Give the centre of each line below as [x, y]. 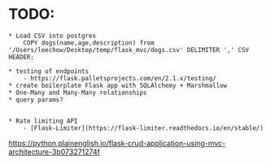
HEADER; [22, 57]
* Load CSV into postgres [52, 36]
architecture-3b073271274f [54, 152]
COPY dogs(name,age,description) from [89, 43]
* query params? [36, 99]
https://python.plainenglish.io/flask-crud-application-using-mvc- [117, 143]
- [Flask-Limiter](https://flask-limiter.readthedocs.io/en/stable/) [144, 128]
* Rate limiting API [44, 121]
